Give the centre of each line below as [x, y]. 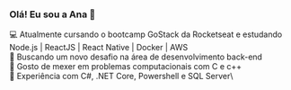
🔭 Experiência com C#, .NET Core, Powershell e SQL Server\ [121, 76]
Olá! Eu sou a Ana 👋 [53, 14]
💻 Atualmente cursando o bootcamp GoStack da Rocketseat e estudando [146, 34]
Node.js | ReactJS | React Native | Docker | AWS [99, 48]
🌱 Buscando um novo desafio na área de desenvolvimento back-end [136, 57]
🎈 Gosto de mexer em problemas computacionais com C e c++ [126, 67]
